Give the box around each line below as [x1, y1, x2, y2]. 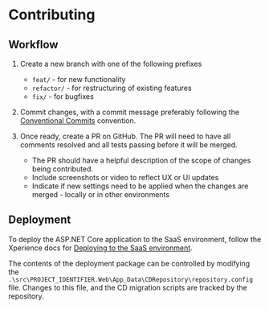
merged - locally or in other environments [31, 190, 170, 199]
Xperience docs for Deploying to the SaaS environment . [8, 243, 193, 253]
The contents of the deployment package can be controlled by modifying [8, 258, 251, 268]
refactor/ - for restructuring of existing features [31, 83, 192, 93]
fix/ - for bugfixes [31, 92, 94, 101]
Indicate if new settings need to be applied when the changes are [31, 181, 249, 191]
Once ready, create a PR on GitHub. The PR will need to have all [19, 131, 231, 141]
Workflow [8, 38, 59, 51]
